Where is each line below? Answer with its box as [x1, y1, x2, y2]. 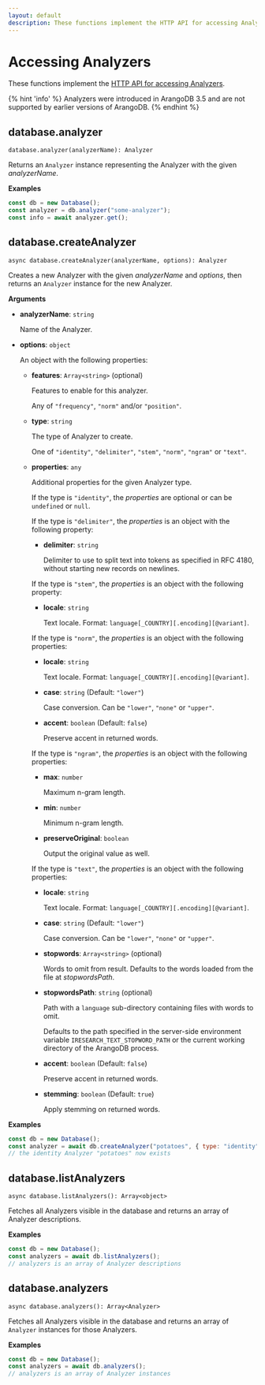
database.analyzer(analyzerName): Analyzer [8, 147, 154, 155]
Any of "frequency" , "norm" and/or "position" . [31, 401, 182, 410]
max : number [43, 772, 84, 782]
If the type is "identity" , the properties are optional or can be [31, 492, 233, 502]
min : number [43, 802, 81, 812]
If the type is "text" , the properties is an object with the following [31, 864, 244, 873]
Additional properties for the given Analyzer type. [31, 477, 192, 487]
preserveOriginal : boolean [43, 833, 129, 842]
